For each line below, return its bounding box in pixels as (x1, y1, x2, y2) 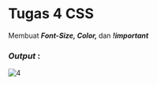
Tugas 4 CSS (8, 5, 95, 23)
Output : (8, 50, 41, 61)
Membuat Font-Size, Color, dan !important (8, 31, 149, 40)
